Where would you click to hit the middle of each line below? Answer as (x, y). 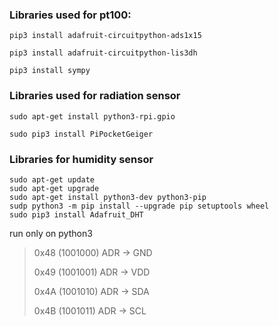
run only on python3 (51, 233)
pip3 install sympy (50, 71)
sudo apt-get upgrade (54, 188)
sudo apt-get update (52, 179)
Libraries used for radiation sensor (95, 96)
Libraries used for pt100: (70, 15)
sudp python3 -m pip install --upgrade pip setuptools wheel (139, 206)
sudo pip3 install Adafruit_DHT (76, 214)
